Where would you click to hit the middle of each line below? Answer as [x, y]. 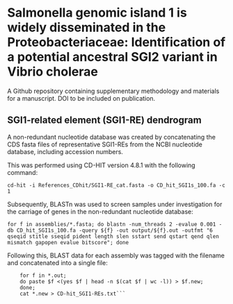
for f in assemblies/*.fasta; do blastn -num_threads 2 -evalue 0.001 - [115, 224]
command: [23, 172]
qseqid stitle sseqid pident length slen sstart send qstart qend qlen [113, 236]
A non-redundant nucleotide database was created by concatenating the [111, 137]
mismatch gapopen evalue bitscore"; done [68, 242]
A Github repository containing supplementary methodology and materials [113, 91]
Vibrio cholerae [53, 72]
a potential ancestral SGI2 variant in [112, 57]
